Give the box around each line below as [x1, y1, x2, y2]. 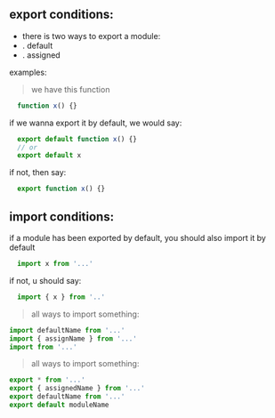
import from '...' [9, 342, 77, 351]
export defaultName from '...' [9, 392, 125, 401]
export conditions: [9, 7, 114, 22]
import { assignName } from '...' [9, 334, 138, 343]
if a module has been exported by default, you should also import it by [9, 233, 267, 243]
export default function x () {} [17, 134, 138, 143]
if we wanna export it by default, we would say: [9, 117, 182, 128]
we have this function [30, 84, 110, 94]
